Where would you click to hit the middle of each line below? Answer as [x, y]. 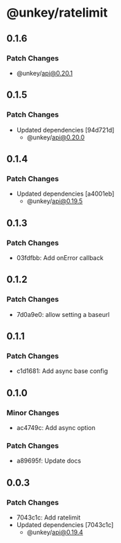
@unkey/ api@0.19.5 [55, 201]
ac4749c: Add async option [56, 428]
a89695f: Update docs [49, 461]
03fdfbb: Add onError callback [60, 257]
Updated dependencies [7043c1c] [65, 524]
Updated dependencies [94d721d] [65, 130]
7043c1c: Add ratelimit [48, 517]
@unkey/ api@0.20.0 [56, 137]
